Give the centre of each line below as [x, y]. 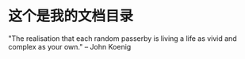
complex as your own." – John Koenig [70, 46]
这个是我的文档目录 [71, 16]
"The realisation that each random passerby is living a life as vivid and [122, 38]
